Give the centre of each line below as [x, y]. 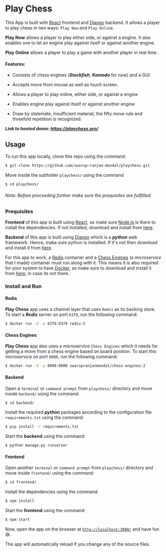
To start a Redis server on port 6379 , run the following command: [71, 314]
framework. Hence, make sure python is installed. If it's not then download [81, 243]
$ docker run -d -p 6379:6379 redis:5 [45, 324]
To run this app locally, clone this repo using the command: [66, 156]
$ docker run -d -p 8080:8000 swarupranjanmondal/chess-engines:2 [75, 366]
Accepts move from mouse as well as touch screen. [65, 85]
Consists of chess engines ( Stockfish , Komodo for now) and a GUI [81, 75]
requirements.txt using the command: [44, 418]
